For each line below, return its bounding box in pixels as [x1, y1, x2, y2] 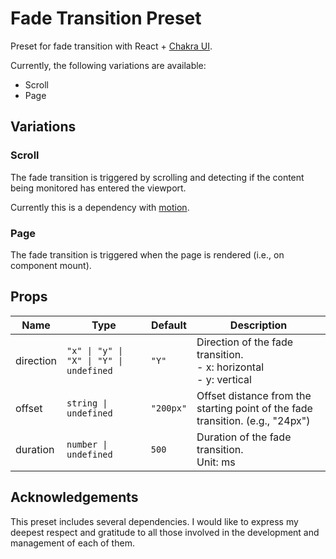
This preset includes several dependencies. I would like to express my [10, 515, 299, 527]
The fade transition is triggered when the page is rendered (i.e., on [10, 248, 285, 261]
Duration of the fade [196, 430, 292, 444]
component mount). [10, 259, 92, 271]
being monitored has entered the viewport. [10, 182, 187, 194]
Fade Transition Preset [10, 7, 202, 30]
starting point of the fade [196, 401, 313, 415]
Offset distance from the [196, 388, 312, 402]
